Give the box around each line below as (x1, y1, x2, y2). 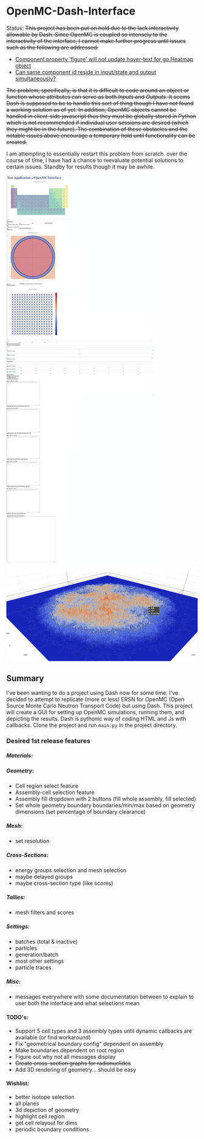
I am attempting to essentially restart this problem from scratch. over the (6, 150, 188, 157)
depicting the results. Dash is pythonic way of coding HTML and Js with (6, 715, 186, 723)
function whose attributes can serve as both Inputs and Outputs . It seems (6, 93, 190, 100)
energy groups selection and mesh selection (15, 867, 127, 874)
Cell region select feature (15, 782, 79, 790)
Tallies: (6, 893, 25, 901)
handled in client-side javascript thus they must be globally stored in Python (6, 112, 196, 120)
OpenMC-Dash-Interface (6, 4, 135, 18)
